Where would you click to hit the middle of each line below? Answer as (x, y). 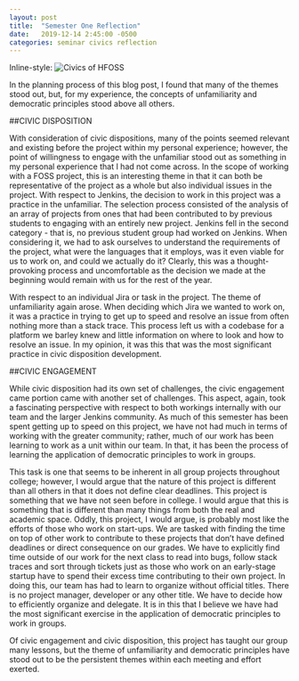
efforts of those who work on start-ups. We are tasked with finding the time (147, 529)
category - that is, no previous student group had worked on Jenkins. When (148, 233)
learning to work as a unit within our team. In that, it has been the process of (149, 445)
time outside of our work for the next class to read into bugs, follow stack (143, 557)
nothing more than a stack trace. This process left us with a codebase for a (147, 326)
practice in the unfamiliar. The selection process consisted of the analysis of (149, 205)
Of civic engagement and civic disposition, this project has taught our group (149, 641)
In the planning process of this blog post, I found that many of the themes (144, 85)
